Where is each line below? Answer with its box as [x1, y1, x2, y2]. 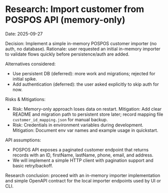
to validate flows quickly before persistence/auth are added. [5, 51, 129, 57]
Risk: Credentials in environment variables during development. [12, 122, 144, 128]
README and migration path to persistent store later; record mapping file [12, 111, 163, 117]
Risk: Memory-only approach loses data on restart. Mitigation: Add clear [12, 106, 162, 112]
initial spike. [12, 76, 37, 82]
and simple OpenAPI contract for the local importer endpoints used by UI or [5, 177, 161, 183]
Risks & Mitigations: [5, 96, 46, 102]
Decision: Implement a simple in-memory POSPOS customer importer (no [5, 40, 157, 46]
